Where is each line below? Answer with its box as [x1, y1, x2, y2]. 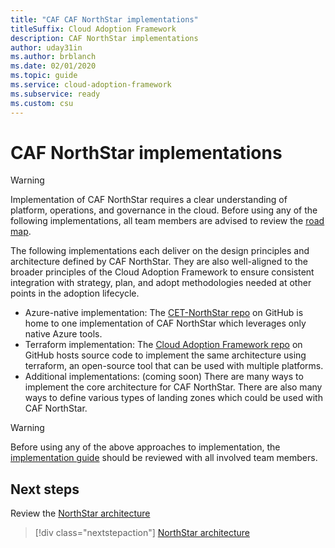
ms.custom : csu [10, 98, 74, 108]
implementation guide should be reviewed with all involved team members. [10, 452, 318, 464]
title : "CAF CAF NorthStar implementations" [10, 14, 199, 25]
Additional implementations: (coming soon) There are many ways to [24, 371, 304, 383]
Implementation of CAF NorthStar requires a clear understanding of [10, 194, 288, 206]
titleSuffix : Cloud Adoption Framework [10, 24, 177, 34]
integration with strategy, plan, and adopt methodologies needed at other [10, 277, 312, 289]
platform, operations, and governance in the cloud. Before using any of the [10, 204, 318, 216]
